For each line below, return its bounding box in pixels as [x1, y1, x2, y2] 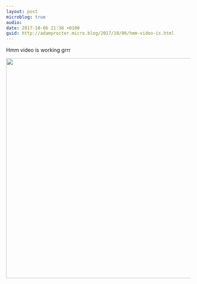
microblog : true [6, 14, 46, 20]
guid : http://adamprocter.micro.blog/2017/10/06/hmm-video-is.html [6, 31, 175, 36]
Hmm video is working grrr [6, 46, 71, 53]
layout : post [6, 8, 38, 15]
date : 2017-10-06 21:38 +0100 [6, 25, 80, 31]
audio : [6, 19, 22, 25]
